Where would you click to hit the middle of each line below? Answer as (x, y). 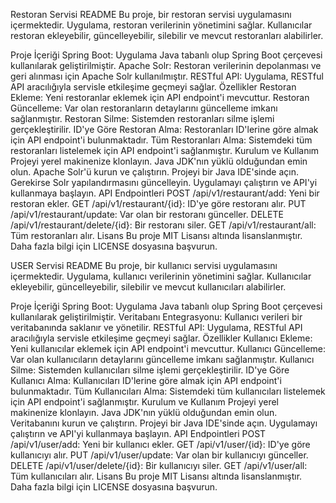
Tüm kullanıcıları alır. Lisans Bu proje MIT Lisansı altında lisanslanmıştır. (156, 476)
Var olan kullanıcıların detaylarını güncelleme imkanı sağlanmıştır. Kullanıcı (162, 359)
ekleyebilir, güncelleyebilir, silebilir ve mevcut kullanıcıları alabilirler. (148, 287)
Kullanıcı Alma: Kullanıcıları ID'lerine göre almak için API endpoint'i (146, 380)
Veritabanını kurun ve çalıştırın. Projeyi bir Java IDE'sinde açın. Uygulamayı (164, 423)
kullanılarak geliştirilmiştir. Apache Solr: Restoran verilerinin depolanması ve (166, 65)
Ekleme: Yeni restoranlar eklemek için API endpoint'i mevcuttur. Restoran (160, 97)
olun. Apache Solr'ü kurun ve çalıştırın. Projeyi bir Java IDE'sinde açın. (154, 172)
